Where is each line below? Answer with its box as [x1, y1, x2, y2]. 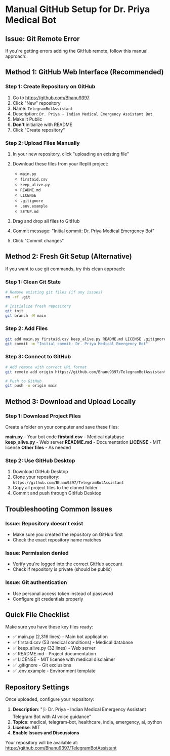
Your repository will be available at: [5, 740, 78, 746]
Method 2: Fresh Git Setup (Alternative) [5, 252, 133, 261]
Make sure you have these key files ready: [5, 624, 94, 630]
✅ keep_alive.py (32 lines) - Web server [12, 645, 96, 651]
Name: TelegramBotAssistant [12, 105, 73, 111]
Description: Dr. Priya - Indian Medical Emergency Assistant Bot [12, 110, 153, 117]
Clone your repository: [12, 474, 60, 480]
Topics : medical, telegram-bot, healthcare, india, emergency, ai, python [12, 719, 162, 725]
